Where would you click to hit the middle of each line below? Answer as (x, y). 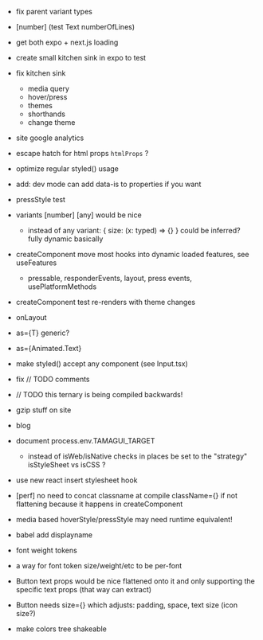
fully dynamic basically (65, 239)
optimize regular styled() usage (67, 169)
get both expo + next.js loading (67, 42)
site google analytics (50, 138)
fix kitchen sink (41, 73)
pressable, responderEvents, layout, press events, (110, 278)
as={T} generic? (43, 333)
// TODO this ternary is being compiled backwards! (99, 394)
